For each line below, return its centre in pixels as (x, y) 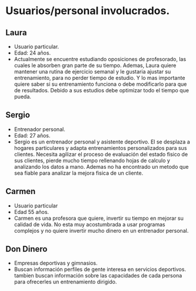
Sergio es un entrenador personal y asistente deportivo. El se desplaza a (102, 142)
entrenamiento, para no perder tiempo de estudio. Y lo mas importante (99, 78)
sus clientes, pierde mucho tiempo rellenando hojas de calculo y (92, 160)
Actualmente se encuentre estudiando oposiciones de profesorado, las (100, 59)
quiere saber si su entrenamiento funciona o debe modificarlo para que (100, 84)
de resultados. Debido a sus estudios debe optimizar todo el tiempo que (102, 90)
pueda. (23, 96)
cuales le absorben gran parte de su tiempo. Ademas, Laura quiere (95, 65)
